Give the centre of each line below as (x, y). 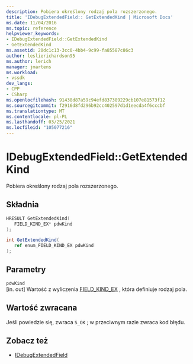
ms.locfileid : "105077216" (39, 128)
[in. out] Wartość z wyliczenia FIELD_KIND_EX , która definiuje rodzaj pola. (97, 289)
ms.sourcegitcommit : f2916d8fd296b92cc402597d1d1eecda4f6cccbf (86, 105)
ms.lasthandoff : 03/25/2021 (41, 122)
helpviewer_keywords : (33, 34)
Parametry (26, 270)
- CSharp (17, 94)
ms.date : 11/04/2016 (32, 23)
